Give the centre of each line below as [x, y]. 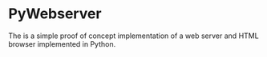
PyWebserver [55, 14]
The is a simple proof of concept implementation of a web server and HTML [133, 36]
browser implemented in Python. [62, 44]
